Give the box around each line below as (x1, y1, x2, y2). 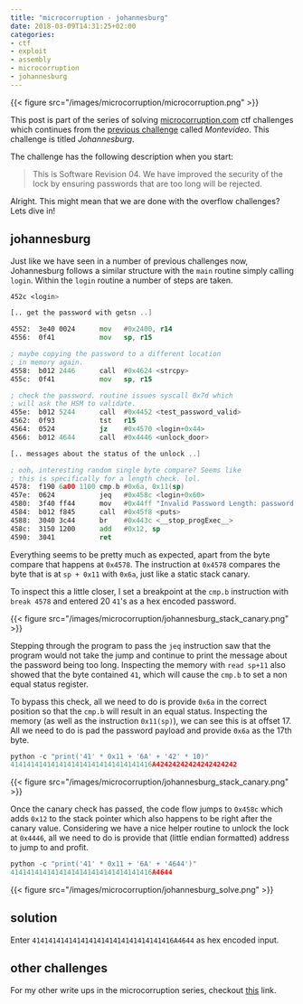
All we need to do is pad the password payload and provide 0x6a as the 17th (10, 725, 292, 736)
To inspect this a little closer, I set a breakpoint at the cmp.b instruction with (10, 586, 289, 596)
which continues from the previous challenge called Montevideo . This (10, 124, 270, 135)
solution (10, 910, 58, 926)
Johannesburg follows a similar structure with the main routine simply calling (10, 265, 295, 276)
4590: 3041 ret (10, 532, 112, 542)
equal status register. (10, 679, 89, 690)
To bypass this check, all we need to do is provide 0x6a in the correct (10, 696, 268, 707)
